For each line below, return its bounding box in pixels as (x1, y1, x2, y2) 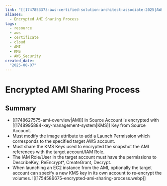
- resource (9, 26, 32, 31)
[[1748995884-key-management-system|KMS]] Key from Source (12, 122, 146, 128)
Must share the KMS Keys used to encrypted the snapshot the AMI (12, 144, 149, 150)
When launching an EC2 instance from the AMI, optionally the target (12, 165, 152, 171)
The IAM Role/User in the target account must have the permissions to (12, 154, 157, 160)
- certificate (9, 35, 39, 40)
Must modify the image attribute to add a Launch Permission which (12, 133, 150, 139)
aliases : (5, 12, 23, 17)
